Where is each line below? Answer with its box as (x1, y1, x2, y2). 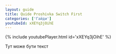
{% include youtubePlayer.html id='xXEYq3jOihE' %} (5, 34, 112, 40)
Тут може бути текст (5, 43, 49, 49)
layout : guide (5, 7, 34, 12)
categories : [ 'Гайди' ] (5, 16, 52, 21)
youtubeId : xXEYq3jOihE (5, 20, 54, 26)
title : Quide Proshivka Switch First (5, 12, 83, 17)
